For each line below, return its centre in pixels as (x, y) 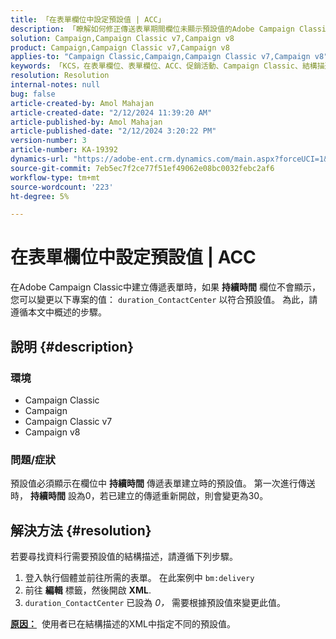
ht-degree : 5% (40, 196)
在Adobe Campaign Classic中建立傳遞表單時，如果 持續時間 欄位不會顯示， (165, 287)
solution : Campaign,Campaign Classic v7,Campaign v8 (122, 38)
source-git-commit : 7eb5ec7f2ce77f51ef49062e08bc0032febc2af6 (142, 168)
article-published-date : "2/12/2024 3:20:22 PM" (113, 131)
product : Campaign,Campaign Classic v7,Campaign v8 (120, 47)
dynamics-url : (40, 159)
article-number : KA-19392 (64, 150)
